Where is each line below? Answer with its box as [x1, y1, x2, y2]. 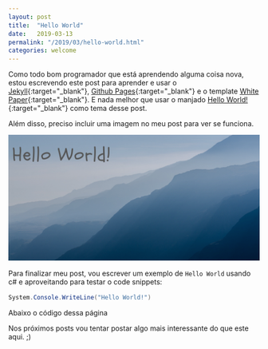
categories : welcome [8, 46, 77, 55]
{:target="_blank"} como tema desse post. [8, 104, 148, 113]
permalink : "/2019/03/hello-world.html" [8, 38, 145, 46]
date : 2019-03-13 [8, 30, 73, 38]
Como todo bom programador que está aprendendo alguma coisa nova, [8, 69, 245, 79]
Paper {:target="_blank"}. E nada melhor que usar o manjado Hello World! [8, 95, 249, 105]
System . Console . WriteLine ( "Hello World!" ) [8, 294, 152, 302]
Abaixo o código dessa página [8, 308, 108, 317]
